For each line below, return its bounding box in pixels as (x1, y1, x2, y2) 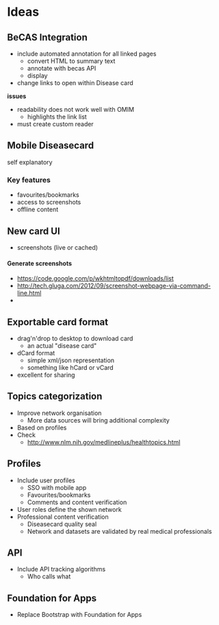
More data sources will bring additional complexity (27, 416, 170, 424)
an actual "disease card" (27, 341, 97, 350)
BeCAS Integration (7, 32, 88, 43)
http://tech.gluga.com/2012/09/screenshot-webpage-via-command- (16, 282, 211, 290)
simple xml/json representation (27, 356, 115, 364)
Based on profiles (16, 423, 67, 432)
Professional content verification (16, 512, 109, 521)
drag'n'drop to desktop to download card (16, 334, 133, 342)
